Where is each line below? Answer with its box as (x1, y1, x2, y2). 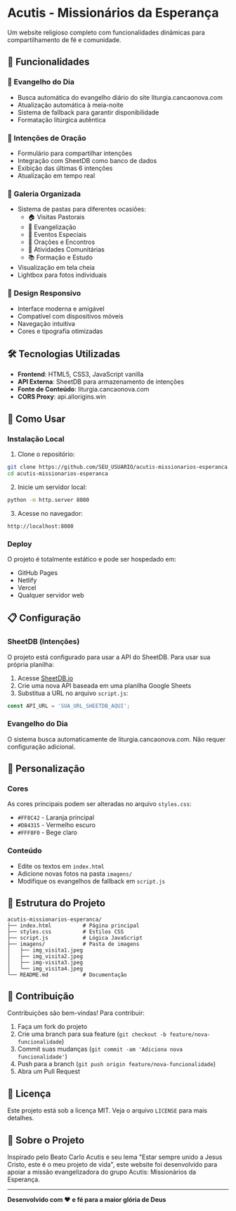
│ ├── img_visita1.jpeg (7, 947, 83, 954)
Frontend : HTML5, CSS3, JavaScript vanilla (17, 370, 144, 379)
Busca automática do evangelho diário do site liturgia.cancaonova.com (17, 93, 223, 101)
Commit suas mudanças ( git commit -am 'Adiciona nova (17, 1045, 183, 1054)
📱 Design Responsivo (7, 288, 81, 298)
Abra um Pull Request (17, 1067, 81, 1076)
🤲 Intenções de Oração (7, 133, 86, 143)
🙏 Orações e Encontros (27, 238, 96, 247)
